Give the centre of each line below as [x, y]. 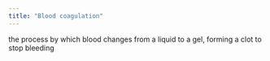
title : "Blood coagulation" [56, 16]
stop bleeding [31, 48]
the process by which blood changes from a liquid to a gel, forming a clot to [135, 39]
